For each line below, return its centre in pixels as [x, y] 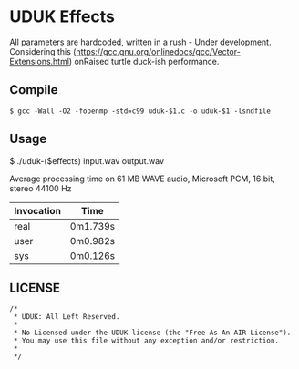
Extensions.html [40, 61]
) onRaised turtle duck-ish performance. [144, 61]
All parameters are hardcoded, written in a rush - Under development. [140, 42]
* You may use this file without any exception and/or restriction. [146, 341]
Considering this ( [43, 51]
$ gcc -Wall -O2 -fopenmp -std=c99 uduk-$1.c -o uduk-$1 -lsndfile [140, 111]
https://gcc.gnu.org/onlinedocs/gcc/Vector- [159, 51]
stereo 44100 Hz [41, 188]
